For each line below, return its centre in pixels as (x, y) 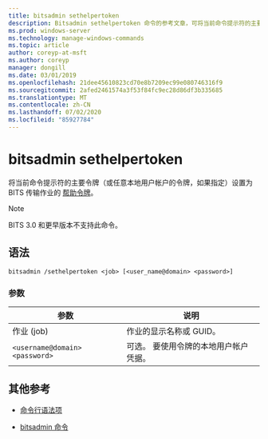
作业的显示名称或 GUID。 (173, 331)
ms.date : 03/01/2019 (43, 75)
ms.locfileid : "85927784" (51, 120)
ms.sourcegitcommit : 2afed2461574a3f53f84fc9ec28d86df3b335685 (116, 90)
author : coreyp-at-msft (48, 53)
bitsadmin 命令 (44, 427)
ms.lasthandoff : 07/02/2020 (55, 113)
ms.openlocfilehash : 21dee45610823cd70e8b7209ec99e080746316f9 (116, 82)
